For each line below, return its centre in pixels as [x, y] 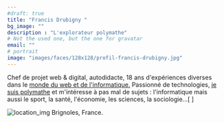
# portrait [23, 52]
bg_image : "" [26, 26]
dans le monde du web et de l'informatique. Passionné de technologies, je [112, 84]
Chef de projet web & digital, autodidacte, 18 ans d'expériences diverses [110, 77]
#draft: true [26, 13]
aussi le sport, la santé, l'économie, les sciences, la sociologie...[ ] [101, 99]
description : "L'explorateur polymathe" [67, 32]
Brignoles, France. [77, 112]
